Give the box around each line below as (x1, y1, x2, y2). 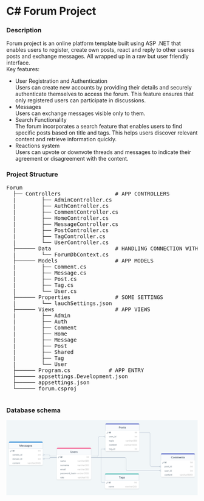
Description (6, 26, 42, 35)
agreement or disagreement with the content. (15, 155, 129, 163)
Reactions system (15, 142, 60, 150)
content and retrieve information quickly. (15, 136, 117, 143)
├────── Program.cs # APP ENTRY (12, 366, 144, 374)
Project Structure (6, 170, 58, 179)
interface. (6, 59, 30, 66)
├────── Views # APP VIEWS (12, 306, 151, 313)
